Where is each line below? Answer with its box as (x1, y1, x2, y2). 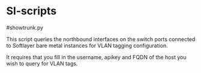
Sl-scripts (6, 4, 57, 18)
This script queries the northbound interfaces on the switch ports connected (6, 35, 196, 42)
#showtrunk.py (6, 24, 44, 31)
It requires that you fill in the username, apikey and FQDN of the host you (6, 53, 187, 60)
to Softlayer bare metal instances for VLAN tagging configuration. (6, 42, 168, 49)
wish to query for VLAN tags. (6, 60, 78, 67)
